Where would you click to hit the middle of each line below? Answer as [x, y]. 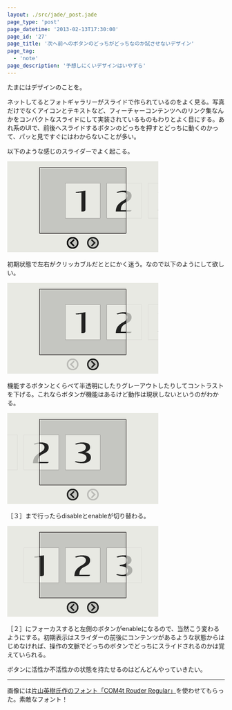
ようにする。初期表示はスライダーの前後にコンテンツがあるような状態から [113, 637]
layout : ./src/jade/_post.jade [52, 15]
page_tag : [21, 51]
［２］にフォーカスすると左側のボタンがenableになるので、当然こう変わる [113, 628]
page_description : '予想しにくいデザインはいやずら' [77, 66]
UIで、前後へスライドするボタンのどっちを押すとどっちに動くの [116, 127]
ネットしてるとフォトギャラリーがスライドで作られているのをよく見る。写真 [116, 102]
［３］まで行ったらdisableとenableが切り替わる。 [78, 516]
